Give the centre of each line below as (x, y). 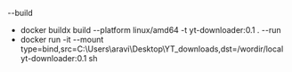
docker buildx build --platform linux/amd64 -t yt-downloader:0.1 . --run (150, 30)
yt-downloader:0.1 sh (59, 58)
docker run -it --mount (62, 40)
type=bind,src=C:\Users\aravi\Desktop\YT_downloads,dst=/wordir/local (152, 49)
